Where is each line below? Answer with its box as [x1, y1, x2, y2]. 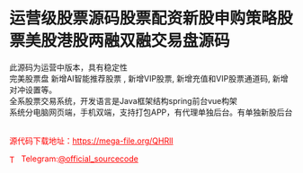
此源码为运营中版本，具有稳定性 [9, 62, 128, 73]
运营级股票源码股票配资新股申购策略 [9, 8, 278, 29]
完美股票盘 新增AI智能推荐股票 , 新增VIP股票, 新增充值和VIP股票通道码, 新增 [9, 73, 289, 83]
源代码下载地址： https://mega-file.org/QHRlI [9, 135, 174, 146]
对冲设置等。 [9, 84, 57, 95]
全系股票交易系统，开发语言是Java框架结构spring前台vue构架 [9, 95, 238, 106]
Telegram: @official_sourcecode [21, 153, 139, 164]
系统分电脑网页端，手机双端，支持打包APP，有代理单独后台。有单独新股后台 [9, 107, 293, 117]
